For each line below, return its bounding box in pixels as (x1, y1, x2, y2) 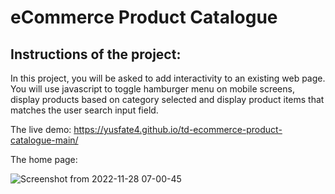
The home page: (10, 154, 78, 165)
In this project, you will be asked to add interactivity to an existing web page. (10, 72, 326, 84)
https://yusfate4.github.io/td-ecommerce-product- (73, 124, 283, 135)
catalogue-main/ (10, 134, 79, 146)
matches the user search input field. (10, 104, 159, 116)
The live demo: (10, 124, 72, 135)
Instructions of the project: (10, 46, 182, 63)
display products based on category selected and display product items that (10, 94, 325, 105)
